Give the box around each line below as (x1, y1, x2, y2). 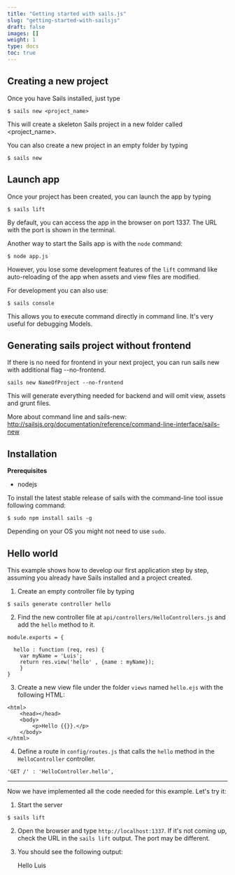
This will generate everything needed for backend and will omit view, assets (7, 392, 226, 400)
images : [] (7, 29, 39, 37)
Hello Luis (17, 861, 47, 869)
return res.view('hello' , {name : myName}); (20, 658, 155, 665)
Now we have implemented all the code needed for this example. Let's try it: (7, 787, 227, 795)
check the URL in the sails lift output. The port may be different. (17, 834, 211, 842)
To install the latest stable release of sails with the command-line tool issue (7, 494, 224, 502)
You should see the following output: (17, 847, 124, 856)
